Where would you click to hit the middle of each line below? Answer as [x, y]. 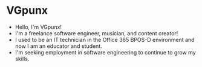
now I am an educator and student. [58, 46]
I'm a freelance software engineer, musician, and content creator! [96, 33]
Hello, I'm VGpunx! [38, 27]
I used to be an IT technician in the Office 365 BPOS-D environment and [105, 39]
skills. [22, 59]
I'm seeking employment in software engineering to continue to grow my [105, 52]
